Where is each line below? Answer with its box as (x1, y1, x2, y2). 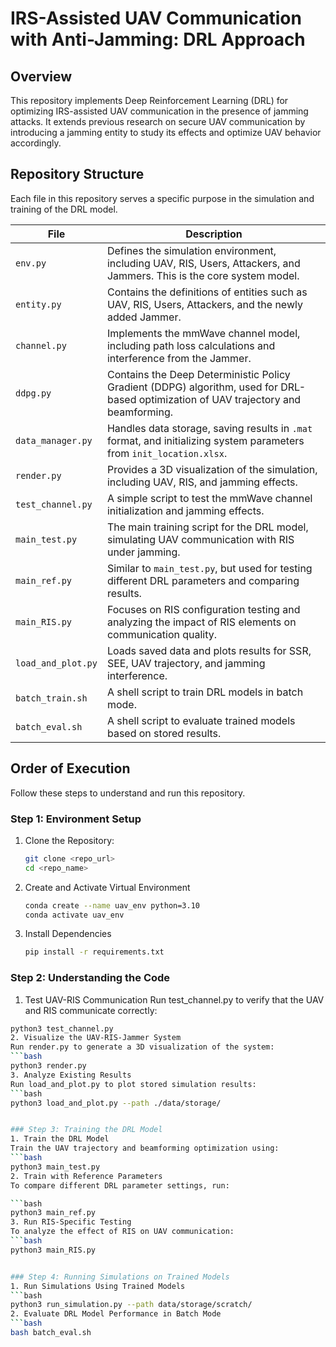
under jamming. (106, 545, 181, 559)
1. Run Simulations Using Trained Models (10, 1281, 186, 1291)
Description (185, 227, 243, 241)
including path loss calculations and (106, 338, 276, 352)
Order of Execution (10, 760, 131, 777)
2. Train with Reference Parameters (10, 1171, 163, 1181)
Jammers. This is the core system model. (106, 268, 300, 282)
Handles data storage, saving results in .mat (106, 421, 313, 435)
